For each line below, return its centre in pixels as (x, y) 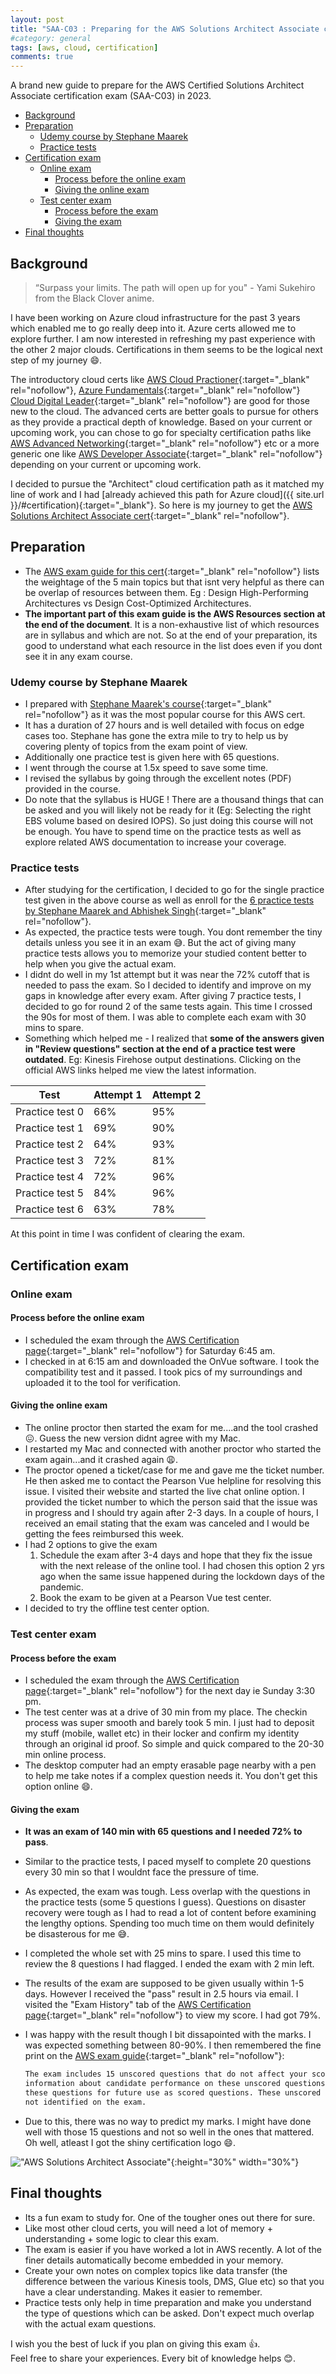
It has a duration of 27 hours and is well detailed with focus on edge (164, 725)
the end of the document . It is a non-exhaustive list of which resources (172, 624)
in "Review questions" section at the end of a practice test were (160, 1049)
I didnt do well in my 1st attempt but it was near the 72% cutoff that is (167, 975)
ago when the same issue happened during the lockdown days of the (182, 1577)
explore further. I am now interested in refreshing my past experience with (163, 338)
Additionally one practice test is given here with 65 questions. (152, 757)
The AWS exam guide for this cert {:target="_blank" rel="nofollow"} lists (172, 571)
